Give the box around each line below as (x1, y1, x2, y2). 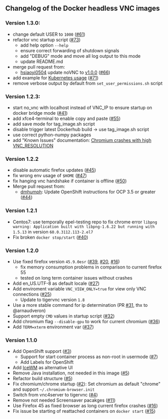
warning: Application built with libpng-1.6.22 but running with (12, 224, 155, 229)
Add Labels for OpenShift (20, 359, 74, 365)
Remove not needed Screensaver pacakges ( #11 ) (12, 397, 116, 404)
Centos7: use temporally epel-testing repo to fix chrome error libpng (12, 219, 157, 225)
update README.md (20, 58, 63, 65)
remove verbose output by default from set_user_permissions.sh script (12, 80, 163, 86)
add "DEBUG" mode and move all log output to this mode (20, 53, 141, 59)
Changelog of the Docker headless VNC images (5, 4, 160, 13)
